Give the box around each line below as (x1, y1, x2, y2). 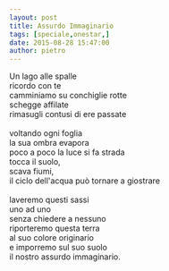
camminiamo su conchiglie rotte (9, 90, 128, 101)
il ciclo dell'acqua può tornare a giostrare (9, 175, 161, 186)
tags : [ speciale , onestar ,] (9, 30, 110, 38)
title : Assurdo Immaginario (9, 21, 114, 30)
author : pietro (9, 47, 66, 55)
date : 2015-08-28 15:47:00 (9, 38, 110, 47)
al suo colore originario (9, 233, 94, 243)
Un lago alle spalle (9, 71, 78, 81)
